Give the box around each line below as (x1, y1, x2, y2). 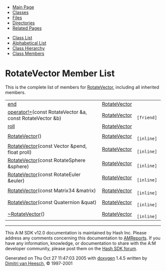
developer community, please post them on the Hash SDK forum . (5, 245, 137, 251)
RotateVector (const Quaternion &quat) (7, 199, 97, 206)
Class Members (12, 50, 44, 56)
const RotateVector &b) (7, 115, 62, 122)
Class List (12, 35, 33, 41)
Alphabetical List (12, 40, 46, 46)
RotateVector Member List (5, 68, 115, 79)
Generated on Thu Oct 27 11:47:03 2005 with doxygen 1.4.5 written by (5, 255, 147, 261)
